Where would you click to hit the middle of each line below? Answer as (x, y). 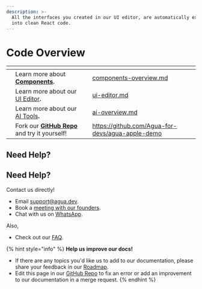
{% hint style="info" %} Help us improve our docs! (70, 249)
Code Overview (46, 52)
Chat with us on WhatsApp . (49, 214)
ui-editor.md (110, 95)
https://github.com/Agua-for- (135, 126)
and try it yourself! (41, 134)
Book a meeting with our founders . (58, 207)
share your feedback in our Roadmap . (62, 267)
